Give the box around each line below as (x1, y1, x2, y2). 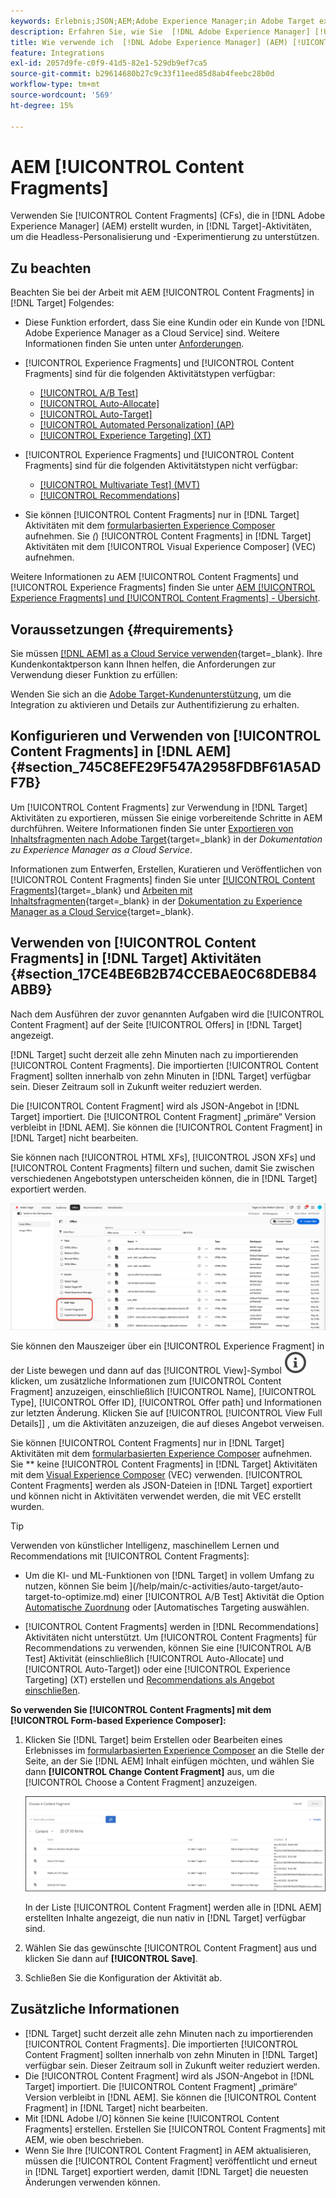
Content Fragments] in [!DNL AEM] (10, 743, 232, 760)
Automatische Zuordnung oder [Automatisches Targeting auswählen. (24, 1601, 310, 1613)
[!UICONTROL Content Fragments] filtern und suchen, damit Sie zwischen (10, 1161, 315, 1174)
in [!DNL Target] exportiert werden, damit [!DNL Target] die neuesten (24, 2165, 309, 2177)
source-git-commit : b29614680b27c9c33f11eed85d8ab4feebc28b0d (10, 69, 275, 79)
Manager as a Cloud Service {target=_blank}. (10, 905, 195, 917)
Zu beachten (10, 260, 92, 277)
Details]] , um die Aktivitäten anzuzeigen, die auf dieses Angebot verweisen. (10, 1417, 325, 1429)
